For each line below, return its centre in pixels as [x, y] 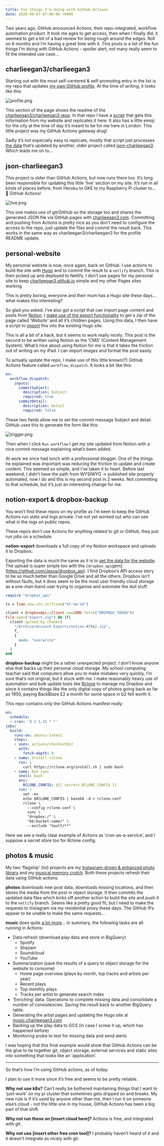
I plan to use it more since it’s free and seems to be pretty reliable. [72, 1079]
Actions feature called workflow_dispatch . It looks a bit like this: [69, 365]
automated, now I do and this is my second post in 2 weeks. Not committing [82, 479]
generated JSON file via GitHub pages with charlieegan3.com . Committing [80, 217]
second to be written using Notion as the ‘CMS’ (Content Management [76, 340]
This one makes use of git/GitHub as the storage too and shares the [73, 212]
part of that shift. [22, 1109]
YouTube [29, 958]
